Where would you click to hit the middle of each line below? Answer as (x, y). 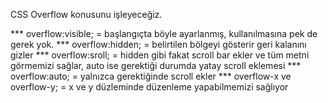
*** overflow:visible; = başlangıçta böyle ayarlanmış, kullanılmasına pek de (164, 33)
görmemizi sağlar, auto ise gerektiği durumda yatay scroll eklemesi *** (156, 65)
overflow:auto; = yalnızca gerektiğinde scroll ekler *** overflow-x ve (151, 76)
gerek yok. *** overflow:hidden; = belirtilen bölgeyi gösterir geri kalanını (158, 44)
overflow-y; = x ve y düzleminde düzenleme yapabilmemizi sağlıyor (149, 87)
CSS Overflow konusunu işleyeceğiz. (86, 14)
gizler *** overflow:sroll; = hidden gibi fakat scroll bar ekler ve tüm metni (160, 55)
